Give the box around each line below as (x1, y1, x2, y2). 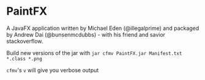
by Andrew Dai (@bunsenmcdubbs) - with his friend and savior (6, 31, 166, 38)
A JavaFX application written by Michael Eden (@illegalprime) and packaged (6, 24, 199, 32)
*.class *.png (6, 56, 43, 62)
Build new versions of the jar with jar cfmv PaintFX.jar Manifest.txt (6, 49, 182, 56)
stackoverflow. (6, 37, 43, 45)
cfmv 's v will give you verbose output (6, 66, 99, 74)
